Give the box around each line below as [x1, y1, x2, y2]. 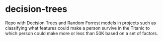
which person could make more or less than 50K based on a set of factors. [5, 30, 158, 36]
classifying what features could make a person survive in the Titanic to [5, 25, 150, 31]
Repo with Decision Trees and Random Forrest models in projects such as [5, 20, 157, 26]
